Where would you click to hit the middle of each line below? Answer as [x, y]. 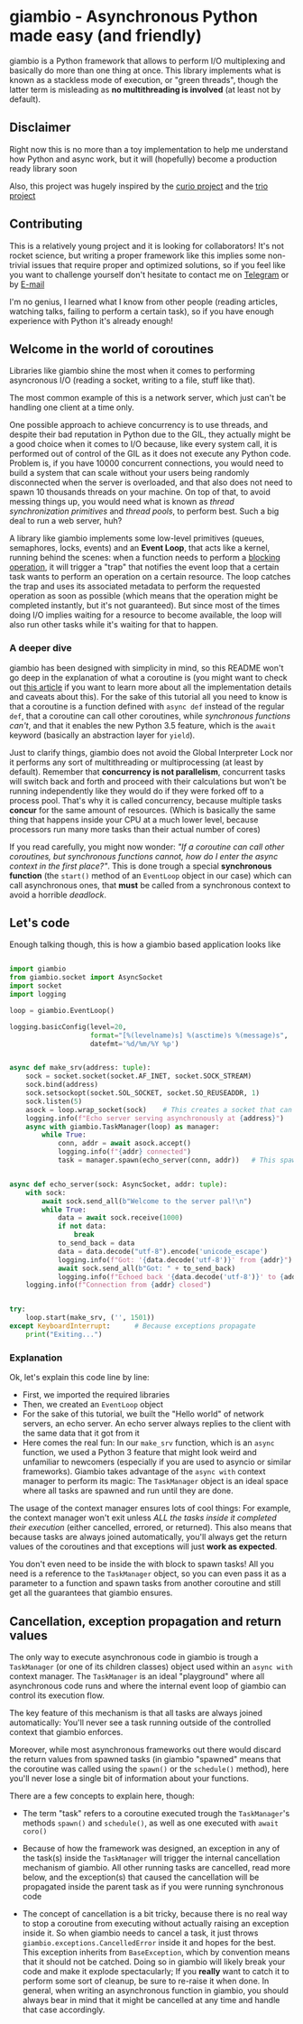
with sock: [46, 1193]
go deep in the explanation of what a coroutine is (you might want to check [148, 677]
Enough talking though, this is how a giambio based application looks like [145, 944]
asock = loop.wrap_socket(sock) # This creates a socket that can [159, 1109]
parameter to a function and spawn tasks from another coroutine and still [145, 1583]
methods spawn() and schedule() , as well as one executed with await [151, 1823]
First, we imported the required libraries [96, 1395]
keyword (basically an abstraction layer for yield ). [102, 735]
